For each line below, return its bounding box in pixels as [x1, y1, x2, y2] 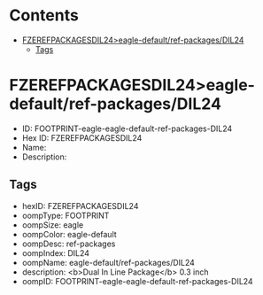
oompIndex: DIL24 [21, 247, 90, 258]
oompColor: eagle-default [21, 229, 117, 239]
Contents [9, 5, 80, 26]
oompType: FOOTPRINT [21, 210, 110, 221]
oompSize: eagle [21, 219, 84, 230]
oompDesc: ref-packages [21, 238, 116, 249]
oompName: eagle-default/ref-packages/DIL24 [21, 257, 195, 268]
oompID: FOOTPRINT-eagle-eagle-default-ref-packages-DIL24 [21, 276, 254, 286]
